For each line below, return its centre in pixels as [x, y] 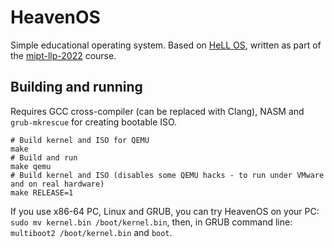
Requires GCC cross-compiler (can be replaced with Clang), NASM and [157, 111]
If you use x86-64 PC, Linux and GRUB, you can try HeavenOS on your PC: [165, 211]
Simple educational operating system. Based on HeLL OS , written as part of [166, 45]
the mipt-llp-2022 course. [63, 55]
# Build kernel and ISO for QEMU [80, 140]
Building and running [76, 87]
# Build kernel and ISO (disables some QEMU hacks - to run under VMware [167, 175]
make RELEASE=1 [42, 192]
